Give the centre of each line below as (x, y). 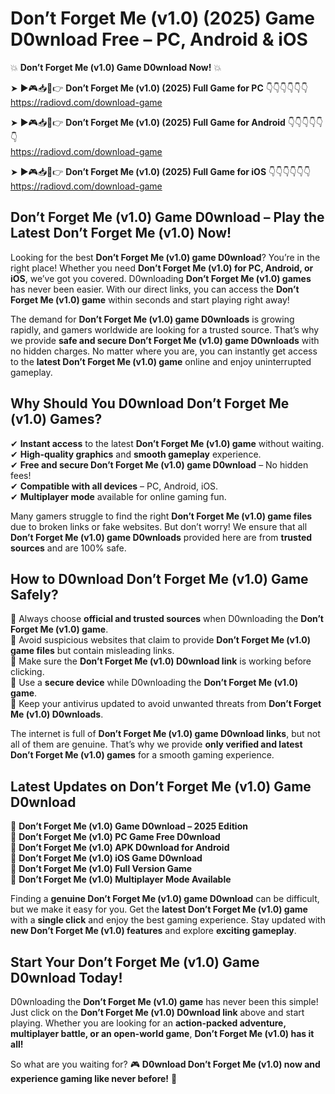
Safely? (34, 594)
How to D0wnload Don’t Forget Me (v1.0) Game (159, 578)
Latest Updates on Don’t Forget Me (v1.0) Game (161, 786)
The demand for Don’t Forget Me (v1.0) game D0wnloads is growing (152, 319)
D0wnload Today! (66, 977)
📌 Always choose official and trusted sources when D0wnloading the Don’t (167, 619)
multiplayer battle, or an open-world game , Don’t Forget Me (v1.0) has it (162, 1033)
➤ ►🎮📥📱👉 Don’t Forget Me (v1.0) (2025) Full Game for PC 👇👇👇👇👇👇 (159, 88)
